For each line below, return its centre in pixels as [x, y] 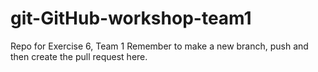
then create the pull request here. [79, 56]
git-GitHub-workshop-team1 [131, 18]
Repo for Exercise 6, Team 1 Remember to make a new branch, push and [159, 46]
